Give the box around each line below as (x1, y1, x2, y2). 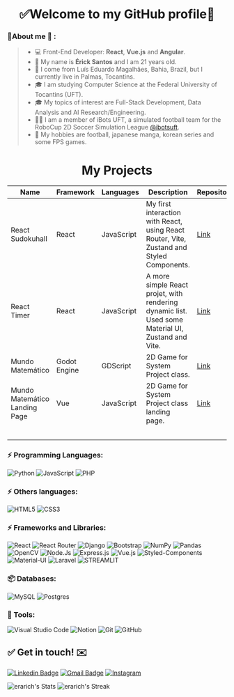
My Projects (81, 162, 153, 178)
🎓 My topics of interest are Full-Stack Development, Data (34, 98, 202, 107)
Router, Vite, (146, 234, 187, 244)
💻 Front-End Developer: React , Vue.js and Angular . (34, 48, 186, 56)
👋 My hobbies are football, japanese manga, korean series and (34, 130, 214, 139)
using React (146, 226, 185, 235)
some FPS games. (34, 138, 87, 146)
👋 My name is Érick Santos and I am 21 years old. (34, 58, 177, 66)
